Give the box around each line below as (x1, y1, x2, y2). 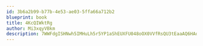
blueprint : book (6, 14, 47, 20)
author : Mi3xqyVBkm (6, 25, 56, 32)
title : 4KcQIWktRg (6, 20, 53, 26)
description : (6, 31, 39, 37)
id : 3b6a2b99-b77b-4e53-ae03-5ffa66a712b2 (6, 8, 115, 15)
